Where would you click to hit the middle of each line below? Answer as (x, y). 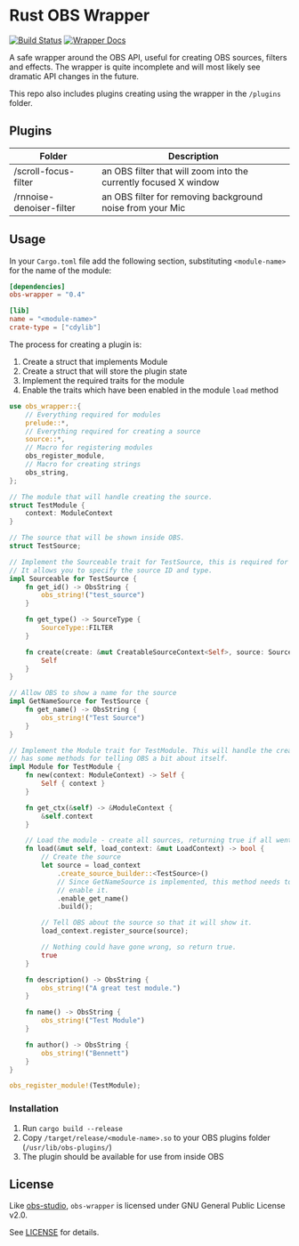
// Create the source (81, 857)
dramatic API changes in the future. (74, 76)
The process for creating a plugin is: (76, 344)
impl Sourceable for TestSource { (73, 578)
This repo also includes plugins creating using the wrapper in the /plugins (145, 93)
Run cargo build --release (72, 1128)
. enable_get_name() (93, 898)
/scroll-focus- (44, 171)
